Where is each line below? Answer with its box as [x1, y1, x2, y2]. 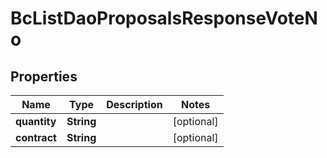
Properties [10, 68, 78, 85]
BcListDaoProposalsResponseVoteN [10, 7, 318, 30]
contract [15, 131, 57, 144]
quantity [15, 115, 57, 128]
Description [106, 98, 163, 111]
